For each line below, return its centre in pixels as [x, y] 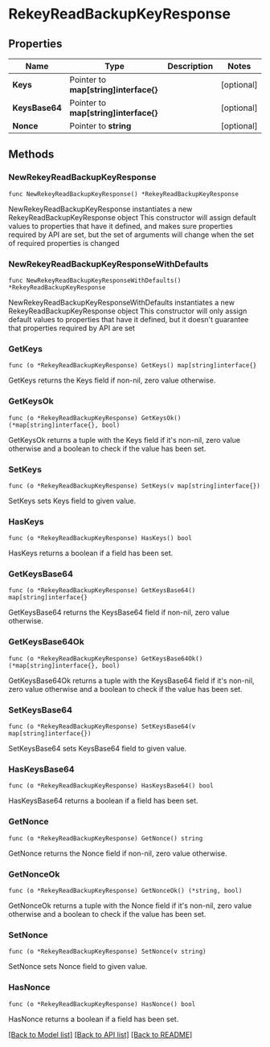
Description [190, 66]
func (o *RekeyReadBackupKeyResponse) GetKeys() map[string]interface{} [133, 366]
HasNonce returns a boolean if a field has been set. [94, 1019]
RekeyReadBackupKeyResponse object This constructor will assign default [132, 217]
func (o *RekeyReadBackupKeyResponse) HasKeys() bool [100, 538]
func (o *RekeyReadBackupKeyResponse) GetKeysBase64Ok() [106, 658]
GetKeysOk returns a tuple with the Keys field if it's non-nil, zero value [125, 440]
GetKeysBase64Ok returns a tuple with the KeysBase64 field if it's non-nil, [131, 681]
